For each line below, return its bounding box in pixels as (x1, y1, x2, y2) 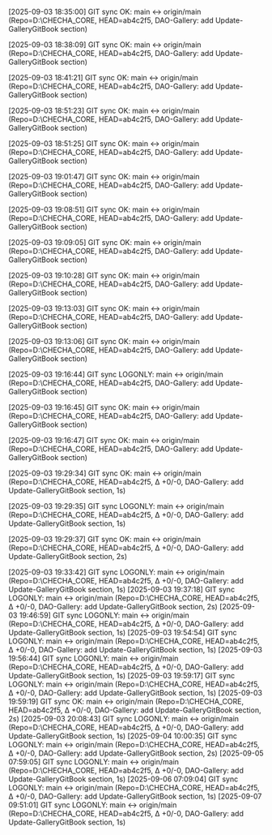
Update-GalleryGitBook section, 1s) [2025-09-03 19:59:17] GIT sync (8, 671, 236, 680)
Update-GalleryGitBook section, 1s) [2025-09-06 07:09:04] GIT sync (8, 774, 239, 784)
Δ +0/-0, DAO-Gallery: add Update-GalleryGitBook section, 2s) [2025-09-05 (8, 748, 265, 758)
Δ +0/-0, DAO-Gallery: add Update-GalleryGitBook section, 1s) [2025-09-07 (8, 791, 262, 801)
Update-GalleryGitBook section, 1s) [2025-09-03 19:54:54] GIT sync (8, 628, 237, 637)
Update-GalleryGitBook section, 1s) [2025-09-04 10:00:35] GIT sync (8, 731, 237, 741)
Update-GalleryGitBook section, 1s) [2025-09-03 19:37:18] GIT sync (8, 584, 236, 594)
